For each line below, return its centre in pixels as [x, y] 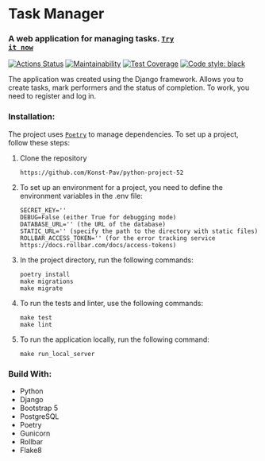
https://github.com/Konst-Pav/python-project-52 [102, 172]
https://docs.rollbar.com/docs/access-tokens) [98, 245]
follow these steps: [39, 142]
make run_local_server [57, 354]
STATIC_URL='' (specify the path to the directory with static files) [139, 231]
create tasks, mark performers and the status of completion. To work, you [129, 87]
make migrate [41, 288]
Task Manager [56, 14]
